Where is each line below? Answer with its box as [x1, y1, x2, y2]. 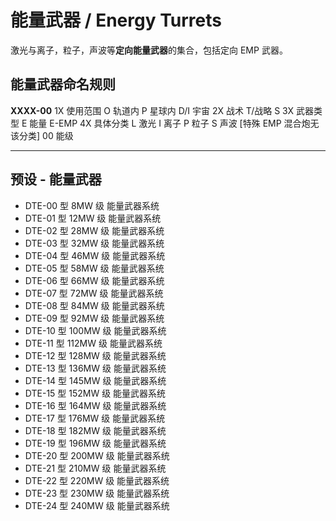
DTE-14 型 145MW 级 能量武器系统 [24, 374, 167, 386]
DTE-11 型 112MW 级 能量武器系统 [24, 337, 163, 349]
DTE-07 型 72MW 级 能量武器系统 [24, 287, 164, 299]
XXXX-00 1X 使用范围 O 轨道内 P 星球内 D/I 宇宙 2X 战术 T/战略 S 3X [10, 104, 295, 116]
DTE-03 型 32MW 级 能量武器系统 [24, 237, 165, 249]
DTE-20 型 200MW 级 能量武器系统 [24, 449, 170, 461]
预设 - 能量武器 [10, 171, 102, 188]
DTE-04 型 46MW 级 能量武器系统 [24, 249, 166, 261]
